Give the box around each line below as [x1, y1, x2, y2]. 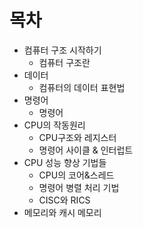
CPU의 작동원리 [23, 119, 86, 131]
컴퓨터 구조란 [38, 56, 91, 68]
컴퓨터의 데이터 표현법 [38, 81, 126, 93]
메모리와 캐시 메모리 [23, 206, 102, 218]
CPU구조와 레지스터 [38, 131, 117, 143]
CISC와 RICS [38, 194, 91, 206]
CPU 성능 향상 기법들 [23, 156, 107, 168]
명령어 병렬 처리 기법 [38, 181, 120, 193]
